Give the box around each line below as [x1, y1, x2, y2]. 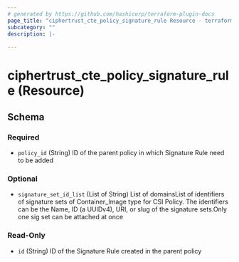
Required [7, 132, 40, 142]
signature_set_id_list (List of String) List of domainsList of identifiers [17, 190, 225, 199]
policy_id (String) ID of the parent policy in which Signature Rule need [17, 149, 225, 157]
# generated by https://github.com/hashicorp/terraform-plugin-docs [7, 10, 215, 18]
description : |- [7, 30, 55, 38]
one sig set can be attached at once [17, 213, 123, 221]
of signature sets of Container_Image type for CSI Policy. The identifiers [17, 197, 229, 206]
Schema [7, 111, 45, 123]
